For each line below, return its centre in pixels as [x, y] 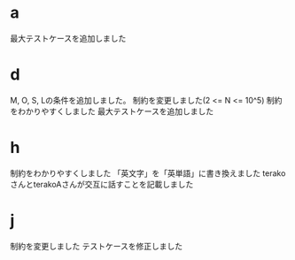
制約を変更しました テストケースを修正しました [97, 246]
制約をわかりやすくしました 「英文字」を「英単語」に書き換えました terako [148, 173]
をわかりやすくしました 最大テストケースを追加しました [112, 111]
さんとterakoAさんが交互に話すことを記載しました [102, 184]
